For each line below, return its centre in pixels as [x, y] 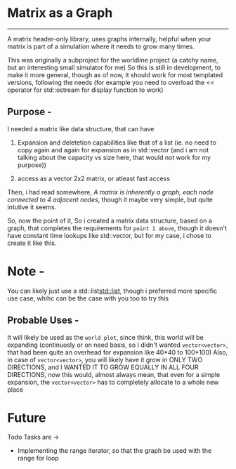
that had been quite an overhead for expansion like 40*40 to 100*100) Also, [118, 352]
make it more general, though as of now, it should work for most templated [115, 74]
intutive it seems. [32, 207]
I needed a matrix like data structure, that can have [81, 128]
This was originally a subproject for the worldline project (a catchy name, [113, 60]
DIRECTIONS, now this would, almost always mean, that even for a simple [114, 374]
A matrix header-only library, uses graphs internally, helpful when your [109, 39]
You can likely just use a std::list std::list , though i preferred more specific [112, 291]
